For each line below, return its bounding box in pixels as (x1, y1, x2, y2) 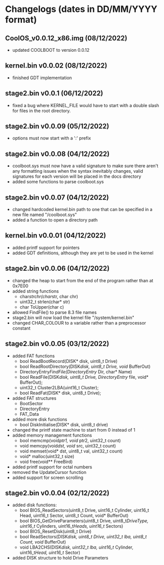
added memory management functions (12, 432, 92, 438)
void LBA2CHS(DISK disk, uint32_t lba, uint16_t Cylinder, (19, 544, 134, 551)
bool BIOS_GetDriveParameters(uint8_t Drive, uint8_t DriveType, (19, 518, 149, 524)
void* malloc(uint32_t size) (19, 453, 74, 459)
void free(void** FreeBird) (19, 458, 73, 464)
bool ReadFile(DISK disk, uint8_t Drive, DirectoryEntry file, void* (19, 374, 149, 380)
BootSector (19, 400, 43, 406)
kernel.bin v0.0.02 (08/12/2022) (5, 61, 108, 70)
